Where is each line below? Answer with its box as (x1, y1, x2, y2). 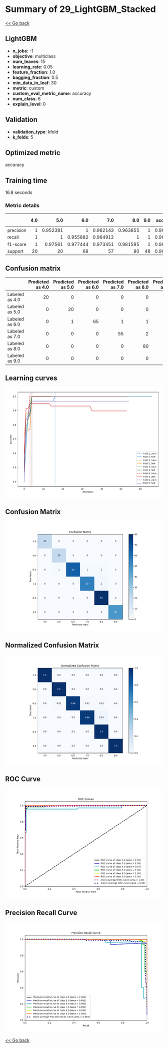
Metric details (5, 202, 40, 209)
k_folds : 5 (12, 134, 33, 140)
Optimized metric (5, 148, 61, 157)
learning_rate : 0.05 (12, 63, 53, 69)
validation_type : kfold (12, 128, 58, 134)
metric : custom (12, 85, 44, 91)
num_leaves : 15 (12, 58, 45, 64)
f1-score (7, 241, 26, 247)
